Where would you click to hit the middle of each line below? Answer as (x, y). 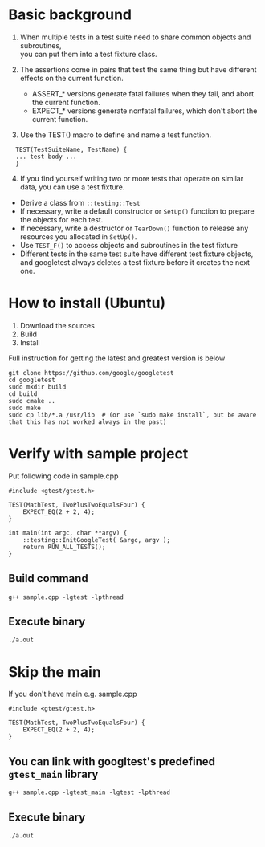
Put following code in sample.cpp (63, 476)
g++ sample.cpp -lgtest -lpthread (66, 597)
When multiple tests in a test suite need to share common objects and (135, 37)
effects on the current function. (72, 78)
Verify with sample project (98, 454)
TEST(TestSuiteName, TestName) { (71, 149)
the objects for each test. (61, 219)
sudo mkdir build (37, 387)
